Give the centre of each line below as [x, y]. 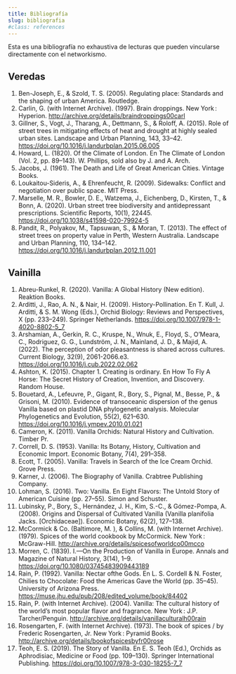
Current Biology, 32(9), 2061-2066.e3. [73, 357]
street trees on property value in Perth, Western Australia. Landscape [119, 236]
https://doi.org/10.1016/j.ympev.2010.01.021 [80, 424]
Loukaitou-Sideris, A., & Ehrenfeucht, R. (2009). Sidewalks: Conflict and [122, 183]
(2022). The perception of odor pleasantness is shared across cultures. [122, 349]
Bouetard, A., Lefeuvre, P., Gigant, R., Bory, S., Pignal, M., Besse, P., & [119, 394]
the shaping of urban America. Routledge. [79, 101]
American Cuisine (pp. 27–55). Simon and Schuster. [93, 499]
